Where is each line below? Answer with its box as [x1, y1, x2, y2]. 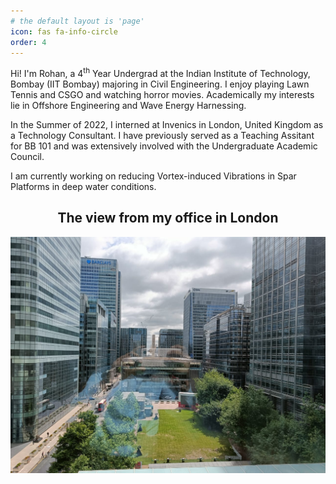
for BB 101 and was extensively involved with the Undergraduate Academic [10, 140, 318, 152]
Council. [10, 151, 45, 163]
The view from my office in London [57, 210, 279, 227]
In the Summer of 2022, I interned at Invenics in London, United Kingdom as [10, 119, 324, 131]
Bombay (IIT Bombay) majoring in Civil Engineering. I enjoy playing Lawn [10, 78, 310, 90]
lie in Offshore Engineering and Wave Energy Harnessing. [10, 100, 247, 112]
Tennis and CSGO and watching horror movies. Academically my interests [10, 89, 315, 101]
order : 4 [10, 37, 47, 47]
